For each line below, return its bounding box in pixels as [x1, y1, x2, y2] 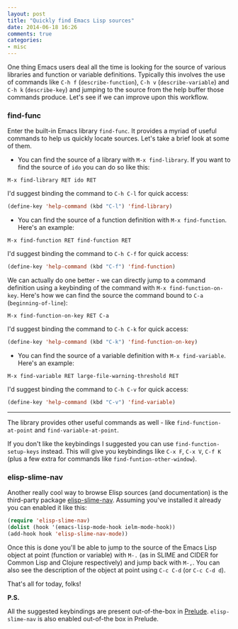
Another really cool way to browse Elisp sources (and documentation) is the [7, 489, 229, 497]
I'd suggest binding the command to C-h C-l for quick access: [7, 189, 189, 198]
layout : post [7, 10, 46, 18]
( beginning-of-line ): [7, 299, 68, 307]
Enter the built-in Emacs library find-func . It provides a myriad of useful [7, 127, 217, 135]
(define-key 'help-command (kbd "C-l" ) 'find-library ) [7, 203, 173, 210]
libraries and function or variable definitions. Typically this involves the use [7, 70, 225, 79]
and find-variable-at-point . [34, 425, 119, 434]
